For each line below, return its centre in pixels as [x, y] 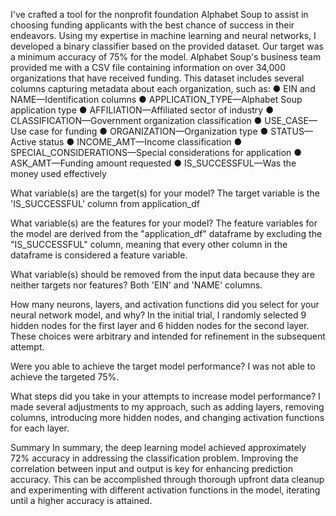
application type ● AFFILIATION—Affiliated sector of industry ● [142, 110]
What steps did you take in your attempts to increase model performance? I [165, 396]
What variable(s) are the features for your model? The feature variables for [164, 223]
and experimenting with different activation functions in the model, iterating [165, 490]
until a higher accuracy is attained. [81, 500]
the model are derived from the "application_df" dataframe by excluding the [166, 233]
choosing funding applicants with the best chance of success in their [152, 25]
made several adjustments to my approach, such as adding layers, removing [167, 407]
